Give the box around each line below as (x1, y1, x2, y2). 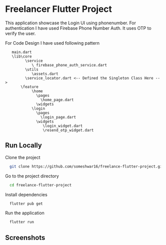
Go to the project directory (5, 173, 59, 179)
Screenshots (5, 233, 45, 242)
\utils (25, 67, 39, 72)
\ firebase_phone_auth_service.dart (31, 62, 107, 67)
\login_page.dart (40, 115, 77, 120)
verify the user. (5, 30, 36, 36)
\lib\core (11, 54, 32, 59)
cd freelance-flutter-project (9, 183, 72, 187)
